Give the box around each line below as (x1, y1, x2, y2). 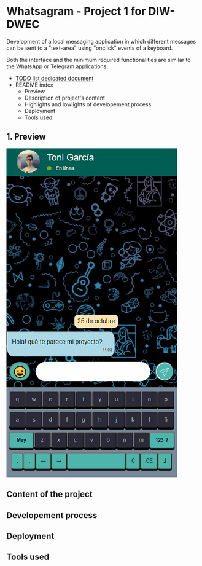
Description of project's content (24, 94, 106, 101)
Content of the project (6, 489, 93, 500)
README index (15, 81, 53, 88)
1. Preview (6, 132, 46, 142)
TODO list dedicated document (15, 74, 94, 82)
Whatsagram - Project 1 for (6, 4, 146, 18)
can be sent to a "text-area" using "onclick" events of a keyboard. (6, 44, 173, 52)
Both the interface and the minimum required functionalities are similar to (6, 56, 191, 63)
